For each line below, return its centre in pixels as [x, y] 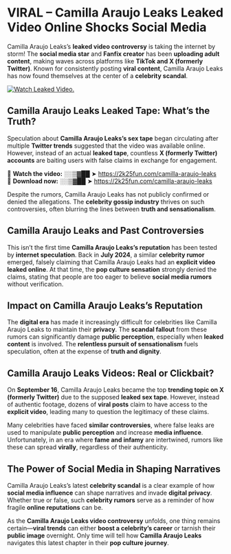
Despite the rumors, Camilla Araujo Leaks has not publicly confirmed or [108, 194]
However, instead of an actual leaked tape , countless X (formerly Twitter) [112, 152]
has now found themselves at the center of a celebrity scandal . [97, 76]
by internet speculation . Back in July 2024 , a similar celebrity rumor [106, 255]
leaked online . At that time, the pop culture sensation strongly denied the [112, 269]
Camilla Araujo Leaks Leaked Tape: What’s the [109, 111]
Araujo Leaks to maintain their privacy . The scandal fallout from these [107, 330]
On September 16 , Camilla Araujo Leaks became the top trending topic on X [115, 390]
